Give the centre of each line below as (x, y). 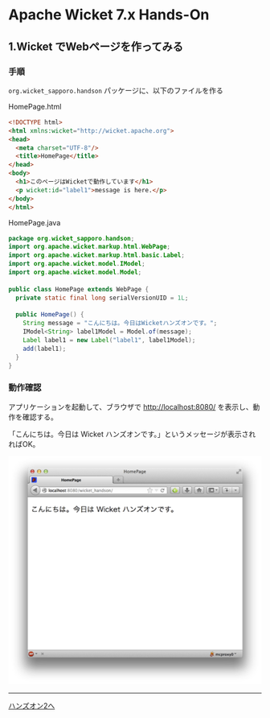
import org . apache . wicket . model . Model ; (75, 272)
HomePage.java (35, 222)
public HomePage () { (50, 315)
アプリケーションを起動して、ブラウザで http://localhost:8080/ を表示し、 (131, 406)
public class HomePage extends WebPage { (79, 289)
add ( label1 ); (45, 349)
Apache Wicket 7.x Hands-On (109, 15)
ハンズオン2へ (32, 705)
